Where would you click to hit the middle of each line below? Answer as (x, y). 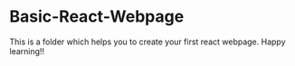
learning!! (27, 51)
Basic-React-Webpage (97, 17)
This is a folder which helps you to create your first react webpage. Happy (148, 42)
